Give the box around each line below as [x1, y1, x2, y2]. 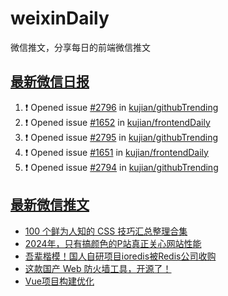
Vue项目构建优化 [24, 275, 95, 287]
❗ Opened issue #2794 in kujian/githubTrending [24, 161, 219, 173]
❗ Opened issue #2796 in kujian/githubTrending [24, 101, 219, 113]
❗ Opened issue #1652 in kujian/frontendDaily [24, 116, 211, 128]
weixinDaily [10, 7, 110, 30]
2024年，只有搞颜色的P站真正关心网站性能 [24, 237, 202, 249]
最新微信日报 [10, 73, 90, 91]
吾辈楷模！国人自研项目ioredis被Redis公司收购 [24, 250, 217, 262]
